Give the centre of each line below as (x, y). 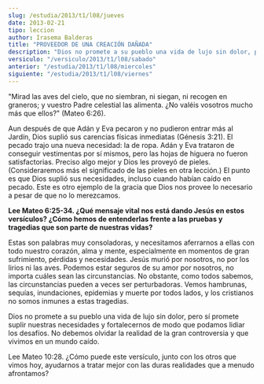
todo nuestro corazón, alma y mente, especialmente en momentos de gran (129, 251)
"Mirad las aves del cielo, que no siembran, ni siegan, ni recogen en (118, 96)
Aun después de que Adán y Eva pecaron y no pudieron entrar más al (121, 128)
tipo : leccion (31, 30)
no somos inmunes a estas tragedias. (69, 301)
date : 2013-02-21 (37, 23)
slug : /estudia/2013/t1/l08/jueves (66, 15)
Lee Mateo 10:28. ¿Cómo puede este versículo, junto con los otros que (123, 356)
